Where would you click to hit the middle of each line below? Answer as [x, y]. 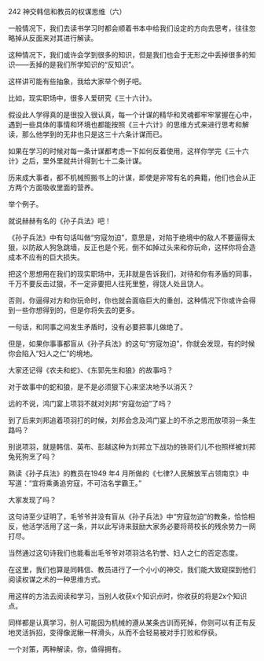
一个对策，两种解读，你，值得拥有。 [67, 649]
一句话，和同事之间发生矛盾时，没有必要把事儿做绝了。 [97, 327]
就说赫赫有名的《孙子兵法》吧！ [60, 221]
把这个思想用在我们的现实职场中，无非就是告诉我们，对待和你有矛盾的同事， [132, 274]
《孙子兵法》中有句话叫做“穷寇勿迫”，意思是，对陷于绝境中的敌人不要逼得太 [132, 237]
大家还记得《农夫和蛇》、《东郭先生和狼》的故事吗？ [91, 370]
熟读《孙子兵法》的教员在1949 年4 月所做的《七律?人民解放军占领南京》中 [129, 473]
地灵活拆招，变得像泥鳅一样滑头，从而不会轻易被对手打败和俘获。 [115, 632]
